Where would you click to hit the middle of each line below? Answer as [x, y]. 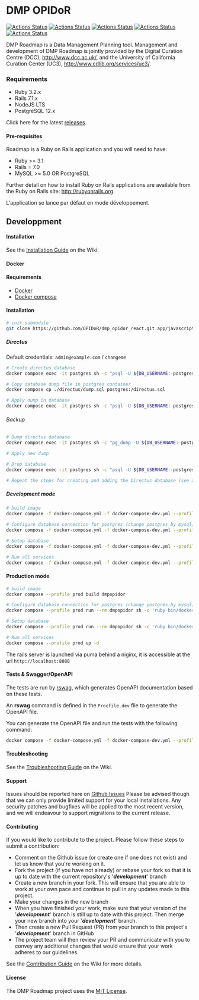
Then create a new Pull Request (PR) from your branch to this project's [101, 927]
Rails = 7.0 [27, 167]
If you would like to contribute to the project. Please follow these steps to [95, 840]
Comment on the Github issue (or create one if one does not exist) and [101, 858]
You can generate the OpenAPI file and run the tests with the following [92, 723]
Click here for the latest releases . [46, 123]
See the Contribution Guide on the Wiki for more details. [75, 964]
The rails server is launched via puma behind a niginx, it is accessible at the [98, 654]
